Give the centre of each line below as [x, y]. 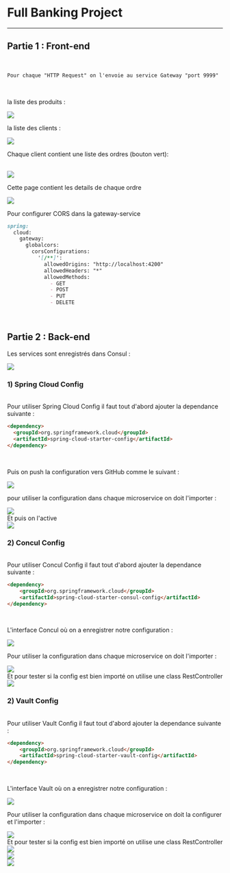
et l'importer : [26, 822]
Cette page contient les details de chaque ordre [74, 187]
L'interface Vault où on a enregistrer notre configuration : [87, 789]
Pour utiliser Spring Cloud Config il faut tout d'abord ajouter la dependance [113, 406]
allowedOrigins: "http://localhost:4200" [104, 264]
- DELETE [63, 303]
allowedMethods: [67, 277]
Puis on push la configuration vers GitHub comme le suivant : [93, 471]
